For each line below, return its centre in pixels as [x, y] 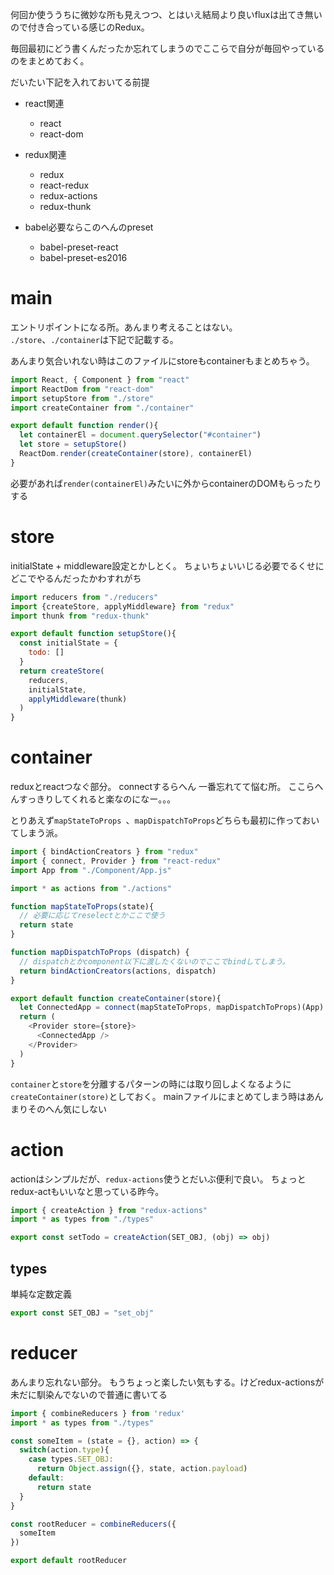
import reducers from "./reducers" [84, 597]
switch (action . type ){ [64, 1450]
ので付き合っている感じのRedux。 [80, 27]
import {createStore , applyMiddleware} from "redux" [122, 606]
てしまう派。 [36, 833]
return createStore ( [62, 671]
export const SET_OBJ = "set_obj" [82, 1313]
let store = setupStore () [73, 444]
